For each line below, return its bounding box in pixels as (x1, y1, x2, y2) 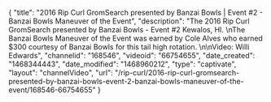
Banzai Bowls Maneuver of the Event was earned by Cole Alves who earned (8, 33, 263, 43)
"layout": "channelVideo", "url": (8, 68, 114, 77)
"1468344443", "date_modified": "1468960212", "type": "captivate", (8, 59, 237, 69)
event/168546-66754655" (8, 85, 96, 95)
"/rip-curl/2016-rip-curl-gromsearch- (114, 68, 240, 77)
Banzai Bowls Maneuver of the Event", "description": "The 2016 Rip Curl (8, 16, 250, 26)
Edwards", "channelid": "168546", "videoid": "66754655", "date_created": (8, 51, 256, 60)
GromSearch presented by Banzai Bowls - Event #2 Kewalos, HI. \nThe (8, 25, 246, 34)
